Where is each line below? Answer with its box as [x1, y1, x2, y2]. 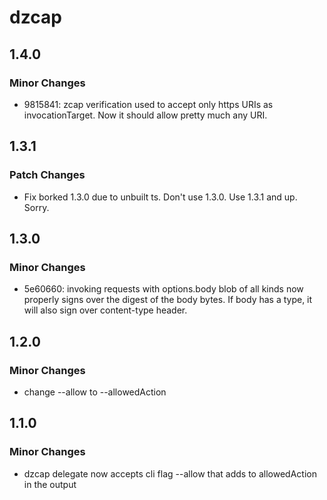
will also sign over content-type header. [23, 304, 188, 316]
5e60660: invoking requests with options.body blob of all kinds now [23, 283, 304, 295]
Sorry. [23, 201, 50, 213]
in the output [23, 478, 77, 490]
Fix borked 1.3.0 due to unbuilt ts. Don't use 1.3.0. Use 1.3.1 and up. [23, 191, 298, 203]
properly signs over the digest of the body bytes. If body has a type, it [23, 294, 313, 306]
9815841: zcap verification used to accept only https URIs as [23, 98, 274, 110]
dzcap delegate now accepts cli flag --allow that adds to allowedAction [23, 467, 317, 480]
